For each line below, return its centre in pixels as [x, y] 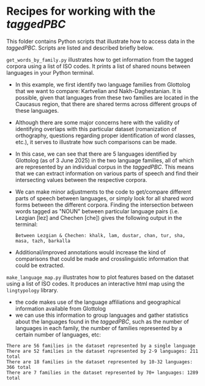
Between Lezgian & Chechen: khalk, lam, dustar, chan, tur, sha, [100, 235]
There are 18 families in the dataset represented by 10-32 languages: [99, 362]
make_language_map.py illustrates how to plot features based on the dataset [100, 277]
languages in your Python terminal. [50, 72]
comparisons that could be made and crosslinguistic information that [102, 259]
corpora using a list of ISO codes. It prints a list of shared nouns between [99, 66]
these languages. [37, 110]
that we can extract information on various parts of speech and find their [107, 173]
